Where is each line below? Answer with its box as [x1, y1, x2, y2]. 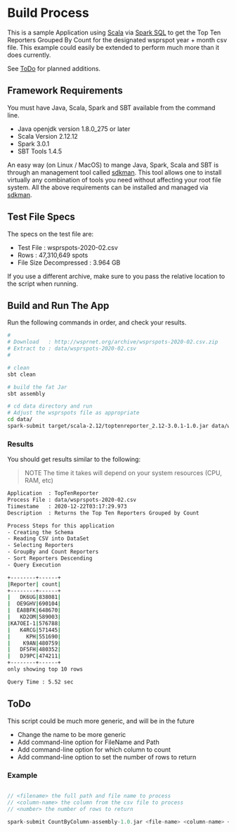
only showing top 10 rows [7, 666, 83, 673]
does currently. [7, 51, 51, 59]
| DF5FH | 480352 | [7, 646, 61, 653]
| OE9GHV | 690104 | [7, 600, 61, 607]
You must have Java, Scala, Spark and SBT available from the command [7, 103, 216, 112]
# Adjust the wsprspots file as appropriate [7, 410, 140, 417]
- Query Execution [7, 561, 61, 568]
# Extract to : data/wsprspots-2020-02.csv [7, 345, 137, 353]
